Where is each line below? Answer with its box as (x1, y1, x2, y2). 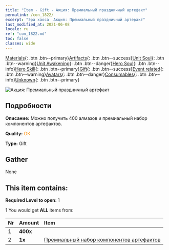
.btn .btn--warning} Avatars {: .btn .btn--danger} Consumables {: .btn (5, 71, 147, 77)
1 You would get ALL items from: (5, 207, 74, 213)
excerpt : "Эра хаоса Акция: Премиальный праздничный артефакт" (5, 17, 145, 22)
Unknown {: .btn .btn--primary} (15, 76, 80, 82)
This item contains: (5, 183, 68, 192)
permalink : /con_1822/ (5, 12, 54, 17)
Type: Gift (5, 140, 27, 147)
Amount (18, 219, 39, 226)
